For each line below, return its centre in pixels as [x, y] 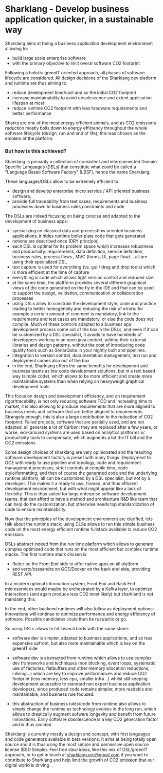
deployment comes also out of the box [51, 361]
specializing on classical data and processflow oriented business [77, 231]
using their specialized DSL [39, 262]
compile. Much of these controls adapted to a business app [72, 324]
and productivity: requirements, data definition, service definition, [78, 252]
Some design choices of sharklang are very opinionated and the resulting [79, 452]
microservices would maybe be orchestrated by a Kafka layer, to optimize [79, 589]
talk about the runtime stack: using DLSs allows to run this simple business [80, 524]
